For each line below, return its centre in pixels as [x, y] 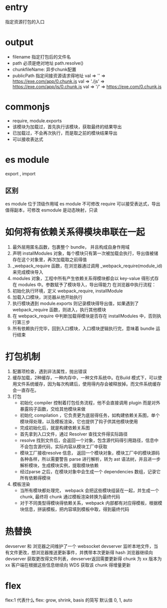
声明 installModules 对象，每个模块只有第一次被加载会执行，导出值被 [83, 253]
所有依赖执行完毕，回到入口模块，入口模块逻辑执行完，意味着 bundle [83, 328]
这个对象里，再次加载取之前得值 [54, 259]
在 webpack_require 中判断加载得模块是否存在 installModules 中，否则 [84, 316]
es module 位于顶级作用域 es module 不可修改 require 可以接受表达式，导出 [83, 204]
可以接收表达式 [28, 139]
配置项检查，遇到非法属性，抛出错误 [50, 371]
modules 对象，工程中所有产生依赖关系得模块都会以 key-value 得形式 [83, 278]
